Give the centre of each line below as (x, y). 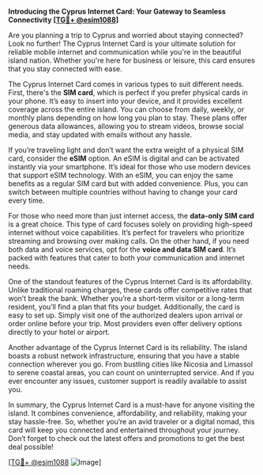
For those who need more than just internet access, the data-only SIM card (131, 216)
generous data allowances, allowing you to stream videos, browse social (126, 126)
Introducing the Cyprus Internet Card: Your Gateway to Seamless (117, 11)
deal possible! (31, 447)
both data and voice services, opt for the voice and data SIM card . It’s (122, 249)
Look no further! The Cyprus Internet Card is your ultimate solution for (122, 44)
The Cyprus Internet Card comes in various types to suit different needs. (126, 84)
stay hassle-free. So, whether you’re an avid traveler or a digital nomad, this (131, 422)
